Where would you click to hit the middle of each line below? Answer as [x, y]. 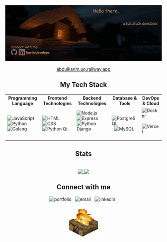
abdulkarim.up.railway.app [83, 69]
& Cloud [151, 104]
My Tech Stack [83, 85]
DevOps [151, 98]
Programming [23, 98]
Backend [92, 98]
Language [23, 104]
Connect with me [83, 187]
